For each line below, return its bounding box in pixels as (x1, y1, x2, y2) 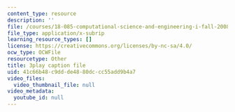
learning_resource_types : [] (7, 36, 92, 43)
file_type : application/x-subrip (7, 29, 105, 37)
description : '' (7, 17, 55, 24)
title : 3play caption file (7, 62, 86, 69)
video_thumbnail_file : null (13, 81, 96, 88)
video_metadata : (7, 88, 55, 95)
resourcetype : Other (7, 56, 68, 63)
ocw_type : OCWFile (7, 49, 61, 56)
